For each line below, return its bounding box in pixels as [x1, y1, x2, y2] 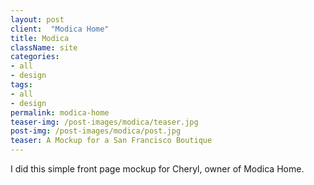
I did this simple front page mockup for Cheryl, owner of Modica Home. [10, 163, 305, 175]
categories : [10, 52, 60, 62]
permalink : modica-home [10, 107, 110, 118]
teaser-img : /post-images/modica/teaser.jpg [10, 117, 199, 127]
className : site [10, 42, 78, 53]
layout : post [10, 14, 65, 25]
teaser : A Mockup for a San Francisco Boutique [10, 136, 213, 146]
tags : [10, 80, 33, 90]
